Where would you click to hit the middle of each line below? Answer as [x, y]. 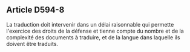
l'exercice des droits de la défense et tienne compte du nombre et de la [95, 31]
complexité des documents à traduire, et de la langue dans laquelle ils [93, 37]
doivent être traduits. [32, 44]
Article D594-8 [35, 10]
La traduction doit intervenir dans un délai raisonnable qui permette [90, 24]
